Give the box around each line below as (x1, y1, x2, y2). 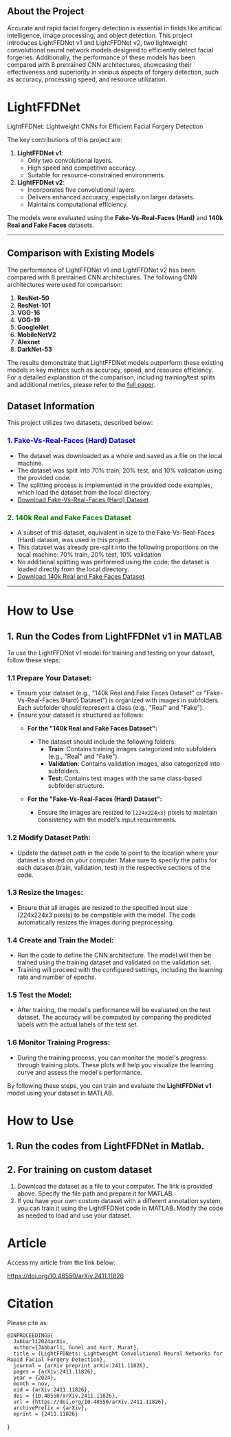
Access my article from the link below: (7, 1258, 115, 1267)
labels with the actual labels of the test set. (16, 1020, 139, 1029)
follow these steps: (7, 655, 60, 664)
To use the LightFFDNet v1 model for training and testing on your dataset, (7, 648, 215, 657)
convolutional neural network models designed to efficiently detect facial (7, 46, 214, 54)
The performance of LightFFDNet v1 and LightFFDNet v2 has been (7, 266, 195, 274)
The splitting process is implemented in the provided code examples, (16, 481, 213, 489)
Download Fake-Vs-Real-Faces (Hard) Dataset (16, 495, 149, 504)
